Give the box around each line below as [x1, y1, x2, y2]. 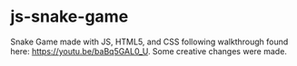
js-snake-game [10, 6, 129, 27]
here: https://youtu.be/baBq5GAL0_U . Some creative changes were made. [10, 45, 287, 56]
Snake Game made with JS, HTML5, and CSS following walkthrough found [10, 36, 289, 47]
